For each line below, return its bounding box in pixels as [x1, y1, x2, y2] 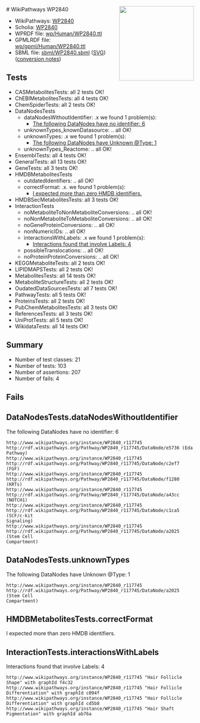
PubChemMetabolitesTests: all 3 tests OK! [14, 303, 118, 311]
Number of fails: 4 [14, 375, 60, 382]
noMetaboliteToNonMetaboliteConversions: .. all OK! [23, 209, 152, 216]
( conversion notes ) [14, 55, 61, 62]
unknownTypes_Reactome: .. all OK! [23, 145, 112, 153]
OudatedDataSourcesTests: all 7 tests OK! [14, 284, 117, 291]
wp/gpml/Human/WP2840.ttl [14, 43, 86, 49]
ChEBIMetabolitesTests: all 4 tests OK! [14, 95, 109, 102]
